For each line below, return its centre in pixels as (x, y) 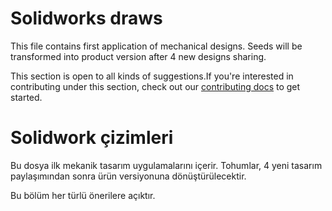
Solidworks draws (86, 18)
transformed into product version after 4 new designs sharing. (138, 56)
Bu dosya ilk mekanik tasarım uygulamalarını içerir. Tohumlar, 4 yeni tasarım (166, 165)
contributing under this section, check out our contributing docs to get (155, 86)
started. (26, 97)
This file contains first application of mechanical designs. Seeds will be (156, 46)
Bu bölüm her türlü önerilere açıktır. (83, 195)
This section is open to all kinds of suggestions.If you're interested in (152, 76)
